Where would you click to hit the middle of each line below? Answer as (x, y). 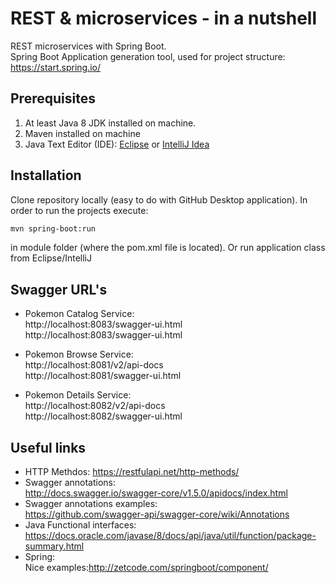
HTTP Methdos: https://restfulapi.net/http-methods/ (132, 472)
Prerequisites (53, 98)
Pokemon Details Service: (78, 395)
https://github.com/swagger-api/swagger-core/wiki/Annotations (157, 514)
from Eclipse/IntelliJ (51, 258)
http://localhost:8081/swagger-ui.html (103, 376)
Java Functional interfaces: (80, 525)
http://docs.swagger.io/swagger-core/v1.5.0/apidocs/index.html (156, 493)
